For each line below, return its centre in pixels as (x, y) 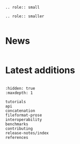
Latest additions (40, 70)
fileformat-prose (24, 115)
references (17, 137)
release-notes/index (27, 133)
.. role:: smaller (25, 16)
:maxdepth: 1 (19, 93)
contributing (19, 128)
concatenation (20, 111)
